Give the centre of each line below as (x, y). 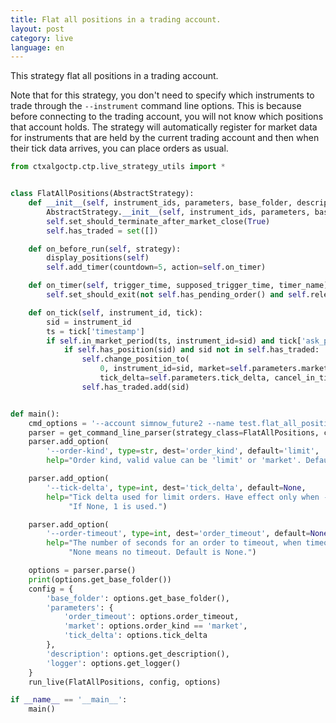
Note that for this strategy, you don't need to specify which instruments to (162, 95)
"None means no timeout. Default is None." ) (162, 552)
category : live (42, 38)
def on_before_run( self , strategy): (105, 249)
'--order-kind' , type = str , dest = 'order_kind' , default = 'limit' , (183, 451)
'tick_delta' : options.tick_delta (135, 636)
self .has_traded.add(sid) (135, 387)
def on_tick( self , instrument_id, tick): (115, 312)
